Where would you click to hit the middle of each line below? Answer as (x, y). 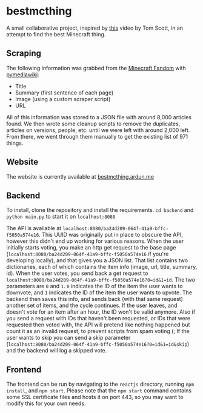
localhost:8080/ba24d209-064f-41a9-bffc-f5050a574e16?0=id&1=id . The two (101, 280)
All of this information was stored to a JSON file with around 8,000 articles (99, 117)
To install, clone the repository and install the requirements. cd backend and (100, 210)
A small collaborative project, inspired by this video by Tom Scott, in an (95, 28)
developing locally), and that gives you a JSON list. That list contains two (97, 260)
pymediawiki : (23, 74)
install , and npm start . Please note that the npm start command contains (99, 391)
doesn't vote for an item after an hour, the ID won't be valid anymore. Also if (101, 312)
